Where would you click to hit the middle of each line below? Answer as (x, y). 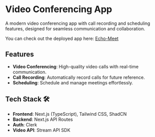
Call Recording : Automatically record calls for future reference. (79, 77)
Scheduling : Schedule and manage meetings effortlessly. (73, 82)
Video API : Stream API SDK (41, 130)
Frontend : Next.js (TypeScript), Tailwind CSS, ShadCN (70, 114)
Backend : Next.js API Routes (43, 119)
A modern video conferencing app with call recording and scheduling (78, 23)
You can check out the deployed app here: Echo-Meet (62, 38)
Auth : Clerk (25, 124)
